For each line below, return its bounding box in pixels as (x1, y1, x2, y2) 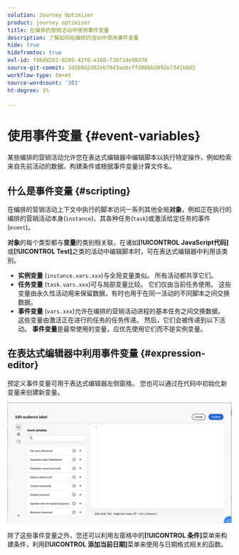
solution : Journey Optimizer (7, 11, 94, 19)
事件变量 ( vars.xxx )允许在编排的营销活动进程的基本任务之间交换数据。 (17, 307, 225, 315)
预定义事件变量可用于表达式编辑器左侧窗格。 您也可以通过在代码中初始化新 (7, 379, 228, 387)
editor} (7, 359, 39, 371)
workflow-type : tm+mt (7, 71, 72, 78)
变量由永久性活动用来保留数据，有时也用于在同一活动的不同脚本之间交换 (17, 289, 230, 297)
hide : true (7, 41, 40, 49)
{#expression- (139, 347, 206, 360)
